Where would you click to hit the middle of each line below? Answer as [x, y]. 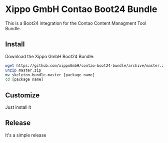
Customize [22, 95]
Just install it [18, 107]
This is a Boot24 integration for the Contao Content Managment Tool [76, 23]
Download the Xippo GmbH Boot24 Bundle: [50, 56]
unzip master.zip [23, 70]
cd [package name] [24, 80]
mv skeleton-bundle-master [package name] [50, 75]
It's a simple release [26, 135]
